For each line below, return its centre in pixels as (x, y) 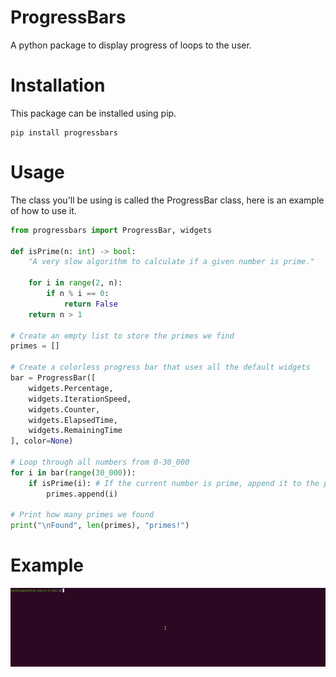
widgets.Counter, (64, 409)
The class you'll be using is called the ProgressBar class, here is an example (167, 200)
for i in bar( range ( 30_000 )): (73, 472)
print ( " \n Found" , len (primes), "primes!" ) (100, 526)
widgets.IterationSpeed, (80, 399)
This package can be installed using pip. (93, 113)
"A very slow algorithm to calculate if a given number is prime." (171, 262)
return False (90, 304)
